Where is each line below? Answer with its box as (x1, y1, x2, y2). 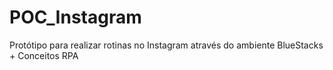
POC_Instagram (9, 6, 142, 29)
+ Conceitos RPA (9, 49, 79, 61)
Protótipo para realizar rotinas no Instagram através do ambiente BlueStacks (9, 39, 324, 51)
